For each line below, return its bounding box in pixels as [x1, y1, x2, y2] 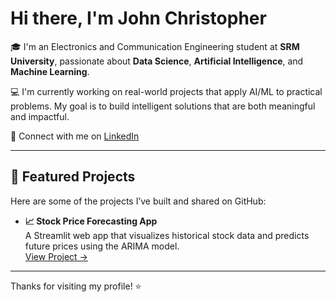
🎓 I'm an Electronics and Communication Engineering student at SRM [10, 40, 300, 52]
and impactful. [10, 110, 70, 122]
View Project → [24, 250, 88, 262]
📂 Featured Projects [10, 168, 136, 186]
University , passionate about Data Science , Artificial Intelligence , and [10, 55, 304, 67]
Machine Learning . [10, 65, 90, 77]
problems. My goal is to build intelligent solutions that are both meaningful [10, 100, 316, 112]
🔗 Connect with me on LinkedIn [10, 130, 140, 142]
